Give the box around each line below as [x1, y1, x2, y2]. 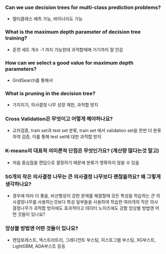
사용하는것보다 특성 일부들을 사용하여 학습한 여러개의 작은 [38, 199, 149, 205]
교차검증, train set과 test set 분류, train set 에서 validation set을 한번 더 [12, 128, 152, 134]
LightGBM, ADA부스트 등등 [12, 243, 66, 249]
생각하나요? [5, 180, 32, 187]
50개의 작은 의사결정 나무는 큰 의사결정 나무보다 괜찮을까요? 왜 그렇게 [5, 173, 161, 180]
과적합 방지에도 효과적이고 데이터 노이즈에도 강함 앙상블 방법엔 [34, 205, 155, 211]
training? [5, 35, 27, 42]
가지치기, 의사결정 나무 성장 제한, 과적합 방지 [12, 102, 99, 108]
